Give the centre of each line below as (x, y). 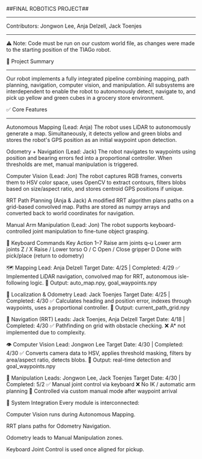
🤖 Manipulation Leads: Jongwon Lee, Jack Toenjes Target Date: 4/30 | (93, 378)
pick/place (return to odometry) (45, 256)
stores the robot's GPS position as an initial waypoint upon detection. (92, 140)
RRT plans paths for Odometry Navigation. (59, 426)
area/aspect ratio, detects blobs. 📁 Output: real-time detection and (89, 360)
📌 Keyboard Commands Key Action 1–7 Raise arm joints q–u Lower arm (94, 243)
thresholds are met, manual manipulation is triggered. (72, 164)
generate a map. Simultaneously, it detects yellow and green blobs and (94, 134)
